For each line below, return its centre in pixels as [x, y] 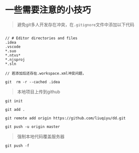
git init [14, 101]
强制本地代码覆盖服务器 [41, 136]
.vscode [13, 47]
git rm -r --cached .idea [33, 82]
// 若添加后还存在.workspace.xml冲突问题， [46, 73]
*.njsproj [15, 59]
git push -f [17, 146]
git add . [15, 109]
